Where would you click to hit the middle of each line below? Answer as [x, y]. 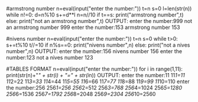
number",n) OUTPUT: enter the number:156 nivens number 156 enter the [94, 51]
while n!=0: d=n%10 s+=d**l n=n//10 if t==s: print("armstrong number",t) [95, 15]
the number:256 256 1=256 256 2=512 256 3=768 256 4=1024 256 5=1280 [94, 88]
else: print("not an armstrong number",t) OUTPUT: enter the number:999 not [99, 21]
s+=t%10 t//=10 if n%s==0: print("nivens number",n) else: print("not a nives [98, 45]
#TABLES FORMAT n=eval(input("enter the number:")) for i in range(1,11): [95, 69]
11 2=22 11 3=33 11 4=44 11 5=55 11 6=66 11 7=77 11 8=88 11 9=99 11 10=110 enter [98, 81]
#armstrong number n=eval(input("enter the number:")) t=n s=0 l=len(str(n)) [99, 9]
